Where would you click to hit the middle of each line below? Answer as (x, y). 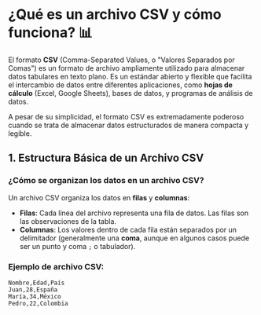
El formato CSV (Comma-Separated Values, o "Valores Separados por (122, 60)
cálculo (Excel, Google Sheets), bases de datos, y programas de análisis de (130, 93)
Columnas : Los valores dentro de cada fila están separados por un (128, 229)
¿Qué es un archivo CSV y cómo (115, 15)
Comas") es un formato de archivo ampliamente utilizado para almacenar (127, 68)
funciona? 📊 (50, 33)
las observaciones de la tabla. (68, 221)
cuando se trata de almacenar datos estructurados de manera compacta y (129, 125)
